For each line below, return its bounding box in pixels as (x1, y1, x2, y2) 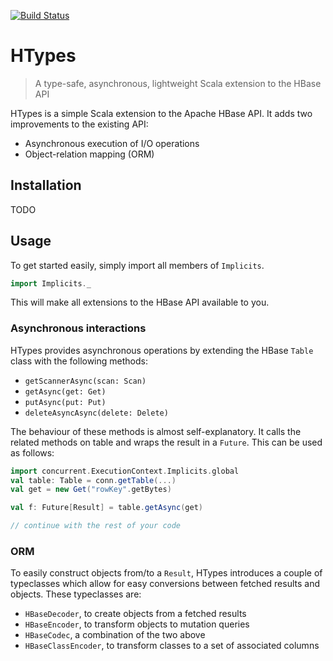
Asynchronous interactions (10, 321, 147, 335)
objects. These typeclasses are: (10, 588, 142, 600)
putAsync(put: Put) (24, 397, 107, 407)
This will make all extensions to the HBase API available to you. (10, 296, 270, 309)
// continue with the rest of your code (10, 521, 182, 531)
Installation (10, 177, 82, 194)
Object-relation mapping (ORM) (24, 148, 155, 160)
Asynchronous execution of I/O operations (24, 137, 200, 149)
